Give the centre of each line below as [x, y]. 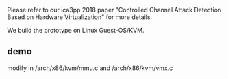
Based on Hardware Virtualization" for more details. [80, 17]
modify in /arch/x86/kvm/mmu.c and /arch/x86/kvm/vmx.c [90, 68]
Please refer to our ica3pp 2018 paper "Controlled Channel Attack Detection [114, 10]
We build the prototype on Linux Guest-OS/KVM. [76, 30]
